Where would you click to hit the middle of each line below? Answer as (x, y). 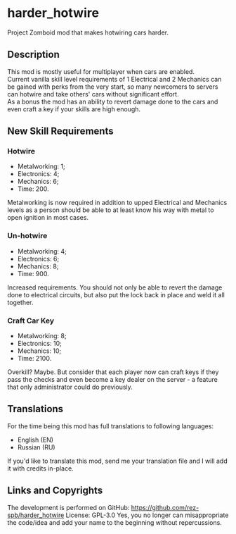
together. (20, 302)
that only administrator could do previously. (70, 387)
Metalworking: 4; (42, 251)
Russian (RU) (36, 447)
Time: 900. (33, 273)
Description (33, 55)
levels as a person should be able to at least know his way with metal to (111, 210)
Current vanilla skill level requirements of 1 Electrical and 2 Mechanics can (114, 79)
